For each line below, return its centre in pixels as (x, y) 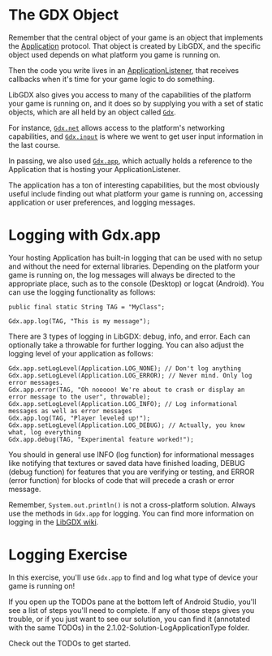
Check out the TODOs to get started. (70, 643)
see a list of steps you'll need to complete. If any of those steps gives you (132, 610)
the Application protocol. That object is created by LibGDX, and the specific (135, 45)
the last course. (35, 145)
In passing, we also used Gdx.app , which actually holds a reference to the (131, 161)
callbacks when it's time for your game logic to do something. (112, 79)
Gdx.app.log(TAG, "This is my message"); (80, 321)
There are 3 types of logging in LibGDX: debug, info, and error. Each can (130, 336)
